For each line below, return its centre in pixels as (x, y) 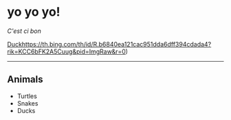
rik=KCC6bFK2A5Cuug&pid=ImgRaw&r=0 (66, 51)
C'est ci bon (24, 31)
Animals (25, 80)
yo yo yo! (34, 12)
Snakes (27, 103)
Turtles (27, 96)
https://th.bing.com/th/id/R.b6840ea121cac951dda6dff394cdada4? (117, 44)
